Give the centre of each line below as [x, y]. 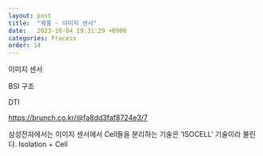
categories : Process [43, 38]
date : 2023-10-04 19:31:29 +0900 [68, 30]
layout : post [30, 16]
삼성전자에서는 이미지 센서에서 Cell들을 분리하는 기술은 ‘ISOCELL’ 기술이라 [125, 134]
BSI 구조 [21, 86]
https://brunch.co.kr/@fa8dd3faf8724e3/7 [78, 118]
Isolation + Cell [43, 144]
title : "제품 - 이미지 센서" [53, 23]
